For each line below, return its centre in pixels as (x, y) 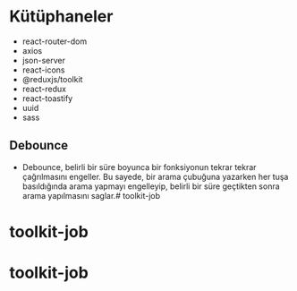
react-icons (43, 70)
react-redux (44, 89)
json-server (43, 60)
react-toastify (47, 98)
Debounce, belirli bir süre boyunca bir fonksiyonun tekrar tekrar (139, 167)
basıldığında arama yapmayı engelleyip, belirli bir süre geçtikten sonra (151, 186)
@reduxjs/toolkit (52, 79)
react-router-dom (55, 41)
